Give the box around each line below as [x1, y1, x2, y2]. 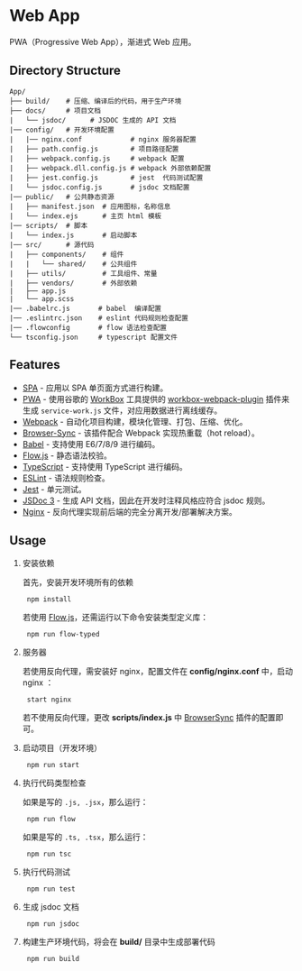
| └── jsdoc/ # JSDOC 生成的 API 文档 [9, 115, 177, 124]
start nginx [26, 695, 72, 704]
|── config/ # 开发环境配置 [9, 125, 114, 134]
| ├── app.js [9, 286, 67, 296]
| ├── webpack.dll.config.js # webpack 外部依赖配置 [9, 163, 212, 172]
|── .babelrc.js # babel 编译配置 [9, 304, 162, 313]
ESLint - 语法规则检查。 [22, 472, 110, 483]
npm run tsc [26, 849, 72, 859]
